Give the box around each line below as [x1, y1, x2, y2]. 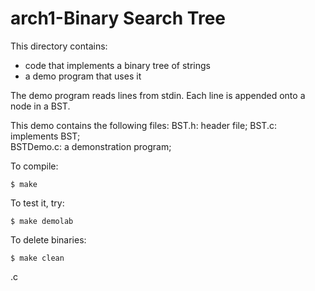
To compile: [10, 160, 59, 172]
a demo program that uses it [24, 70, 142, 82]
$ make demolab [10, 216, 74, 226]
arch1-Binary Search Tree [10, 7, 227, 30]
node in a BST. [10, 100, 71, 112]
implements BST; [10, 130, 81, 142]
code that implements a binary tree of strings [24, 59, 211, 71]
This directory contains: [10, 40, 108, 52]
